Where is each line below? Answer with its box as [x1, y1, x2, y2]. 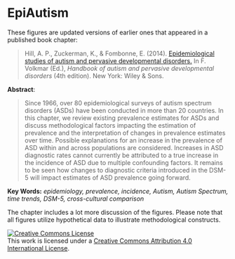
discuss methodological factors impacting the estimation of [24, 121, 196, 129]
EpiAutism [7, 5, 69, 21]
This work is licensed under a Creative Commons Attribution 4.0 [7, 237, 193, 245]
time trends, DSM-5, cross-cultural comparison [7, 194, 145, 203]
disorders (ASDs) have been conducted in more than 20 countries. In [24, 106, 224, 114]
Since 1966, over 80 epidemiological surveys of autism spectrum [24, 98, 212, 107]
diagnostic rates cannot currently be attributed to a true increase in [24, 151, 219, 159]
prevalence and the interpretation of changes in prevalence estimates [24, 128, 226, 137]
